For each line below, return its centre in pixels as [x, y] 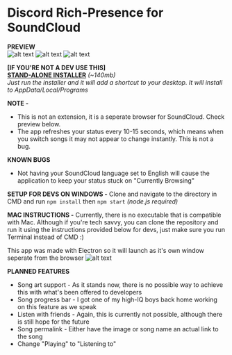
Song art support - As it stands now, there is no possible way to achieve [120, 284]
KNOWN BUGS [29, 159]
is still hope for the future [53, 322]
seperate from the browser [45, 258]
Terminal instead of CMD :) [46, 237]
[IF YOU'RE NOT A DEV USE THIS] [57, 67]
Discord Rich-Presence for [85, 13]
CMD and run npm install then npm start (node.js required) [93, 201]
